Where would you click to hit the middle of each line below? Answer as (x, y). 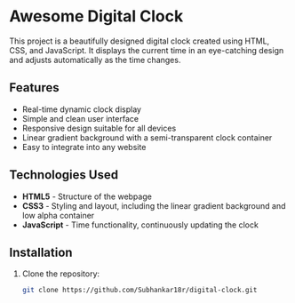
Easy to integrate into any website (84, 147)
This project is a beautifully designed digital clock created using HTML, (140, 41)
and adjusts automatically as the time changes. (95, 60)
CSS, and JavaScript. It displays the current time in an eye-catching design (147, 50)
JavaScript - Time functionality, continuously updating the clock (140, 225)
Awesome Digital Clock (96, 16)
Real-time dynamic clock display (82, 109)
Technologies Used (64, 175)
